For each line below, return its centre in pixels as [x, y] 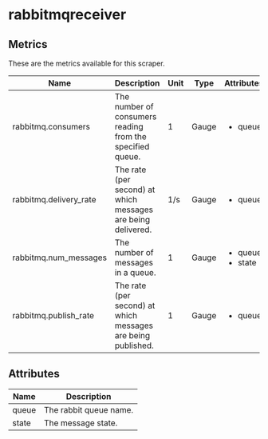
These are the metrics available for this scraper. [87, 63]
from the [130, 136]
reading [129, 127]
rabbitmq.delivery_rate [54, 200]
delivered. [133, 229]
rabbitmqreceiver [67, 15]
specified [132, 147]
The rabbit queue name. [89, 409]
